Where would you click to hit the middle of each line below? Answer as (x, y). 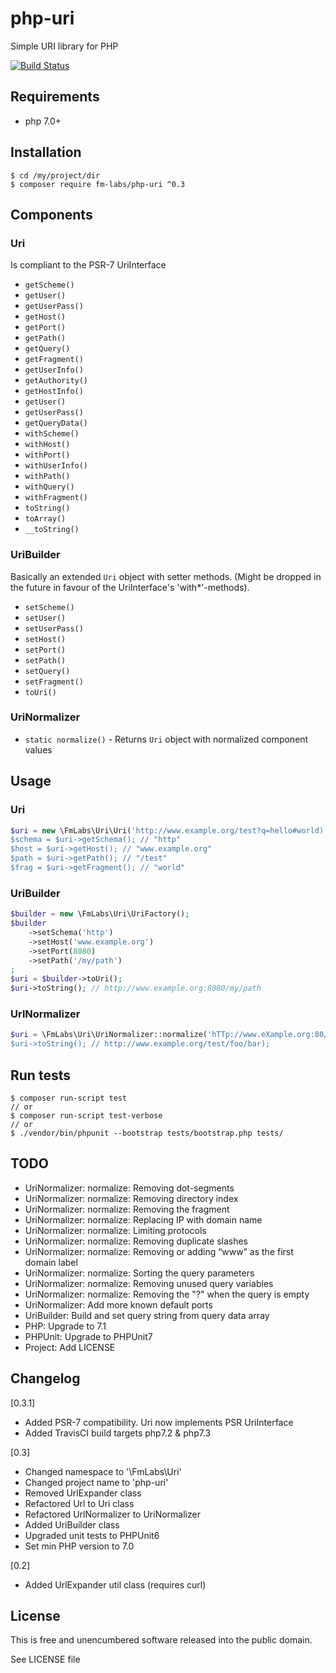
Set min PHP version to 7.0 (79, 1546)
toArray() (45, 519)
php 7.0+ (43, 121)
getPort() (45, 328)
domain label (51, 1262)
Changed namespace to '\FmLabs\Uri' (103, 1471)
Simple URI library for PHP (64, 46)
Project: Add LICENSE (70, 1347)
